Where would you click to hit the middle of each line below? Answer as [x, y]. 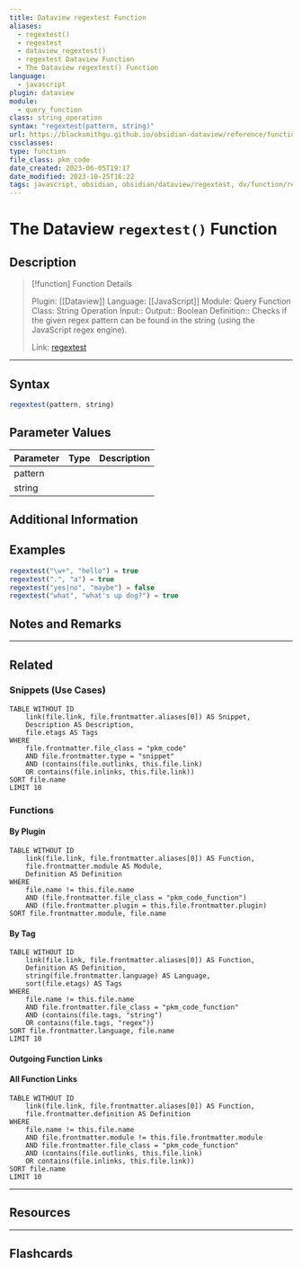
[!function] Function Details [82, 284]
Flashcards [41, 1254]
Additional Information [74, 520]
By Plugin [27, 831]
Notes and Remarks [66, 624]
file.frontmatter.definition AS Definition [108, 1114]
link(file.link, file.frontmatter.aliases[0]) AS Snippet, [138, 717]
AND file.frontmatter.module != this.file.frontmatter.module [144, 1138]
